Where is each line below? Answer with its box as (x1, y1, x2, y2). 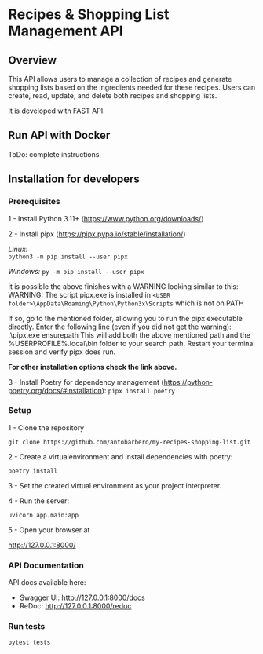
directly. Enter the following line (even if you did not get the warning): (8, 322, 232, 331)
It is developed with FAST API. (8, 106, 106, 115)
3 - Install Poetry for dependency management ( (8, 377, 164, 386)
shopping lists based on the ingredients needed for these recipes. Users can (8, 82, 256, 92)
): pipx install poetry (101, 385, 175, 395)
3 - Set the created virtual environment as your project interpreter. (8, 480, 222, 490)
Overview (8, 53, 57, 67)
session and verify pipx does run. (8, 347, 116, 356)
